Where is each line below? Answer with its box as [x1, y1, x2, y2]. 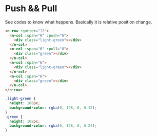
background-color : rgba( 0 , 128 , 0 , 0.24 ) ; [9, 123, 97, 128]
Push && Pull [5, 3, 58, 14]
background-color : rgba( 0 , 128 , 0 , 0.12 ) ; [9, 105, 97, 110]
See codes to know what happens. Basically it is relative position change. [5, 19, 152, 25]
